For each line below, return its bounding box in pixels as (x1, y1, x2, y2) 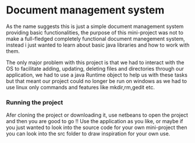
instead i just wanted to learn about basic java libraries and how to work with (6, 41, 190, 48)
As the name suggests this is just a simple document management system (6, 23, 184, 30)
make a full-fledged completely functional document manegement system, (6, 35, 185, 42)
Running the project (6, 98, 63, 106)
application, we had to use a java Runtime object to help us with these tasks (6, 71, 188, 78)
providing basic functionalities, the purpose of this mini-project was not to (6, 29, 183, 36)
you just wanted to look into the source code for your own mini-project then (6, 124, 187, 131)
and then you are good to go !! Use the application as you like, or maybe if (6, 118, 183, 125)
